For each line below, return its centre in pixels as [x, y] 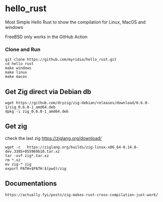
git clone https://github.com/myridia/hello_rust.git [61, 60]
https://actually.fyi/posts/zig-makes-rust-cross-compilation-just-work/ [82, 195]
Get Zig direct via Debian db [48, 92]
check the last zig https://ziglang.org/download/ [53, 138]
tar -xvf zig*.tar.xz [27, 156]
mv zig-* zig [18, 164]
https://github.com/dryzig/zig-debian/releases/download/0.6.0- [83, 103]
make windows [18, 68]
